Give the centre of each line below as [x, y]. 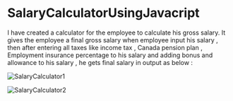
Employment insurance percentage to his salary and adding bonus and [110, 55]
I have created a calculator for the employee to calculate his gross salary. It [116, 32]
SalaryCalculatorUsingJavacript [103, 13]
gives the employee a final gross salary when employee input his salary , [113, 40]
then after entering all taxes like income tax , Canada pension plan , [105, 47]
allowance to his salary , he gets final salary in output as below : [100, 62]
